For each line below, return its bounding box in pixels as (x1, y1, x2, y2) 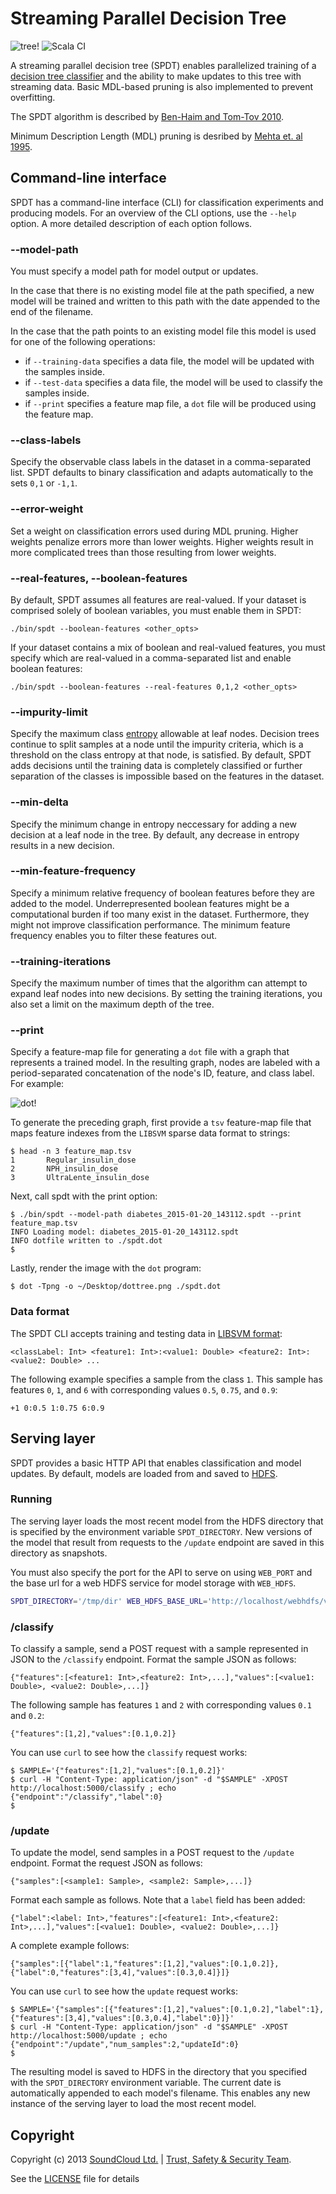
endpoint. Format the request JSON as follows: (10, 1857, 203, 1869)
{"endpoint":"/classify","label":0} (10, 1792, 163, 1802)
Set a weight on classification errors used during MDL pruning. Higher (10, 525, 299, 537)
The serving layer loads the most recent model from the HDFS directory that (10, 1515, 324, 1527)
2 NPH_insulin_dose (10, 1164, 118, 1174)
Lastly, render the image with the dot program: (10, 1262, 202, 1274)
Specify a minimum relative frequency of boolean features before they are (10, 887, 315, 899)
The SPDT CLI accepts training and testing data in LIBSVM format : (10, 1327, 283, 1339)
